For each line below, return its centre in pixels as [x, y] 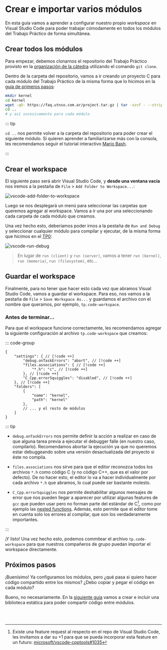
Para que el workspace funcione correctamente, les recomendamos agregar [83, 328]
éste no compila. [29, 457]
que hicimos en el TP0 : [29, 236]
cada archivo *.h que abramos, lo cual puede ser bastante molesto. [82, 483]
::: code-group [20, 343]
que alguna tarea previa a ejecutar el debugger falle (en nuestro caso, [84, 441]
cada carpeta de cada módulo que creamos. [50, 216]
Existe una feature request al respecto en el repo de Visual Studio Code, [86, 632]
